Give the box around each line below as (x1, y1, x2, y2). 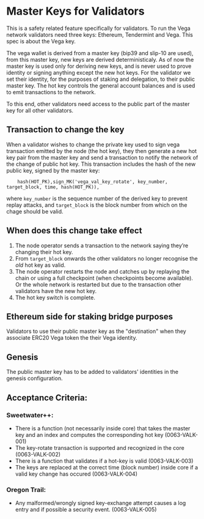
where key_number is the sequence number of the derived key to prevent (6, 195, 188, 202)
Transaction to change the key (6, 124, 125, 135)
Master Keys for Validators (6, 4, 145, 18)
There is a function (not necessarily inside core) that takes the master (15, 424, 191, 432)
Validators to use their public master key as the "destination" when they (6, 327, 186, 335)
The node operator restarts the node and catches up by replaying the (15, 267, 190, 275)
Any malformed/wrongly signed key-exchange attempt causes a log (15, 499, 186, 507)
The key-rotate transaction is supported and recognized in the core (15, 444, 184, 451)
